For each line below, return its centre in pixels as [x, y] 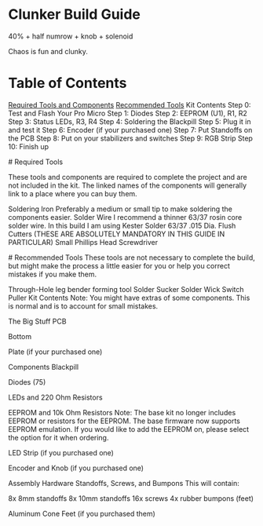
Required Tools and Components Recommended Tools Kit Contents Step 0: [130, 104]
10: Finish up [29, 146]
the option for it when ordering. [58, 437]
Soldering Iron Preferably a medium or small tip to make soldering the [121, 209]
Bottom [20, 336]
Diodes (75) [27, 382]
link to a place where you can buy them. [73, 193]
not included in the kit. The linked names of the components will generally [128, 185]
